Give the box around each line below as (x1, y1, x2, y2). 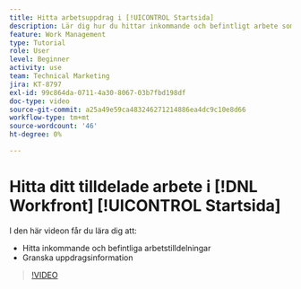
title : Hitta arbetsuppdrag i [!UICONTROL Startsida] (9, 13, 215, 22)
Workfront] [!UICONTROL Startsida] (9, 196, 281, 216)
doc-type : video (9, 96, 70, 106)
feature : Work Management (9, 30, 106, 39)
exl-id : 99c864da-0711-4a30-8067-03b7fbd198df (9, 88, 186, 97)
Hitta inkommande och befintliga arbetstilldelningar (21, 242, 211, 253)
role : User (9, 47, 50, 56)
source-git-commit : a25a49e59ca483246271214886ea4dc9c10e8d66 (9, 105, 246, 114)
